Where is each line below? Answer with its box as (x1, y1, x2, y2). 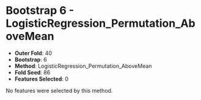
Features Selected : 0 (14, 75, 68, 82)
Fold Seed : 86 (14, 68, 51, 76)
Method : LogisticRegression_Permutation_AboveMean (14, 62, 152, 70)
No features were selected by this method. (5, 87, 113, 94)
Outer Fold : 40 (14, 49, 53, 56)
